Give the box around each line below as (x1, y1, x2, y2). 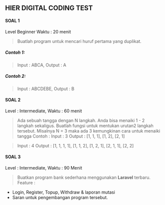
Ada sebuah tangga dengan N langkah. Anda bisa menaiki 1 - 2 (17, 117, 145, 123)
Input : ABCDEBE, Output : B (17, 86, 75, 92)
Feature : (17, 179, 35, 185)
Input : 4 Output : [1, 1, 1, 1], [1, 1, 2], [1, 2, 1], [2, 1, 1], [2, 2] (17, 142, 134, 148)
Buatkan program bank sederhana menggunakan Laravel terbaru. (17, 174, 151, 180)
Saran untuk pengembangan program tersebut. (12, 194, 108, 200)
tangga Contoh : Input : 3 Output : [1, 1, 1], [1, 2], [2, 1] (17, 133, 125, 139)
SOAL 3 (5, 154, 21, 160)
